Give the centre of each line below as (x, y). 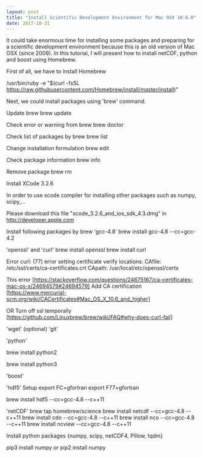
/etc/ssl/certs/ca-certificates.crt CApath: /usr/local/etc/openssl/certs (92, 268)
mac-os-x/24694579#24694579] (48, 286)
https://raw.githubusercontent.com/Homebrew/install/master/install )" (92, 90)
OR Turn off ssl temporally (39, 311)
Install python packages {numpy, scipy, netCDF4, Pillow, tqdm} (85, 436)
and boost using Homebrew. (42, 60)
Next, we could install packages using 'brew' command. (76, 101)
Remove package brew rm (39, 172)
